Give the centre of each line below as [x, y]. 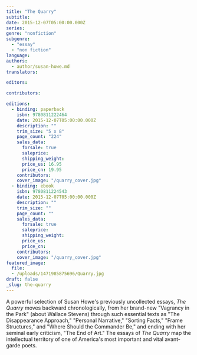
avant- [173, 339]
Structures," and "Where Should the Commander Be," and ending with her [96, 326]
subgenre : [18, 39]
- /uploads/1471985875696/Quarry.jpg [58, 274]
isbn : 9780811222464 [42, 115]
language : [18, 55]
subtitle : [18, 17]
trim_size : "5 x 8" [41, 131]
